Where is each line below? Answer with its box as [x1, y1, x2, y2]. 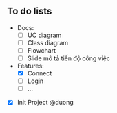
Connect [27, 69, 52, 77]
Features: [17, 62, 45, 71]
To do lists [7, 5, 52, 17]
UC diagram [27, 31, 62, 39]
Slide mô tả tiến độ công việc [27, 54, 110, 62]
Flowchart [27, 46, 56, 54]
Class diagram [27, 38, 69, 47]
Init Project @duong [17, 99, 74, 107]
